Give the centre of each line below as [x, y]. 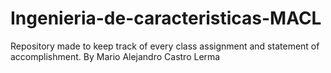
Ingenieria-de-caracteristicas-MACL [166, 18]
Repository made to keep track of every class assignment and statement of [165, 46]
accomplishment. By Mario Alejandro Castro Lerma [115, 56]
